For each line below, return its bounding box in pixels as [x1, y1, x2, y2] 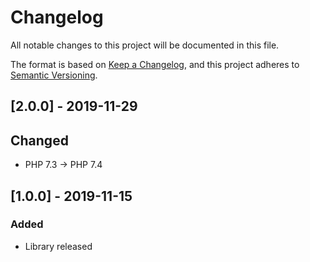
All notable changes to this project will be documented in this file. [10, 39, 280, 51]
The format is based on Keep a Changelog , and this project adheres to [10, 58, 300, 70]
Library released [24, 240, 93, 252]
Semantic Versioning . [10, 69, 98, 81]
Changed [10, 132, 69, 149]
